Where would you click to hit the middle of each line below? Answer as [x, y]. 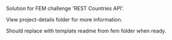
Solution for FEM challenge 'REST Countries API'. [65, 8]
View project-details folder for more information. [64, 19]
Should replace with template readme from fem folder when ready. [86, 31]
